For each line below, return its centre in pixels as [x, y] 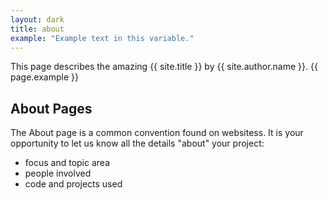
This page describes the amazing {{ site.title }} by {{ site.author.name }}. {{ [164, 67]
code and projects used [73, 184]
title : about [37, 29]
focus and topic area [67, 163]
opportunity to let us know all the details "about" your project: [137, 143]
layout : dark [37, 19]
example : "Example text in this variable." [102, 38]
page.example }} [44, 77]
